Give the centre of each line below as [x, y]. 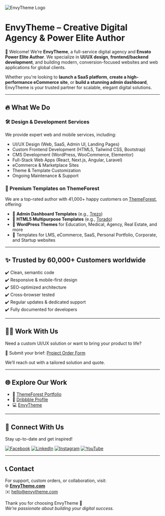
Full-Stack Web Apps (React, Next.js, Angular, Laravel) [67, 160]
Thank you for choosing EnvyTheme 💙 [44, 503]
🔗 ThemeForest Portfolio [37, 394]
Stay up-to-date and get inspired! [39, 439]
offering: [14, 204]
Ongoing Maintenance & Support [45, 176]
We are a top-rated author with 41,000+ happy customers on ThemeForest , [81, 199]
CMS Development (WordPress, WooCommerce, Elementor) [73, 154]
